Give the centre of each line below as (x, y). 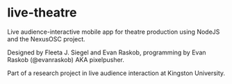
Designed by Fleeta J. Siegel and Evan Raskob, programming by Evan (107, 52)
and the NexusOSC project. (46, 39)
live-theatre (42, 13)
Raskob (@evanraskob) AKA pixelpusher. (66, 59)
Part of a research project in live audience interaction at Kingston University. (116, 73)
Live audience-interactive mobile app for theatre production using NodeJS (114, 32)
